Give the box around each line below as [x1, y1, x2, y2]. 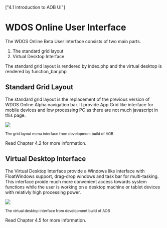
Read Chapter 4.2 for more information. [5, 140, 87, 146]
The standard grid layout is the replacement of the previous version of [5, 96, 150, 102]
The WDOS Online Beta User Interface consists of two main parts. [5, 38, 141, 44]
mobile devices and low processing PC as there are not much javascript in [5, 107, 158, 113]
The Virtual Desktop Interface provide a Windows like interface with [5, 168, 145, 174]
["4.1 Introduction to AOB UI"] [5, 5, 65, 10]
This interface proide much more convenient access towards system [5, 178, 147, 184]
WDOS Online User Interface [5, 22, 126, 33]
